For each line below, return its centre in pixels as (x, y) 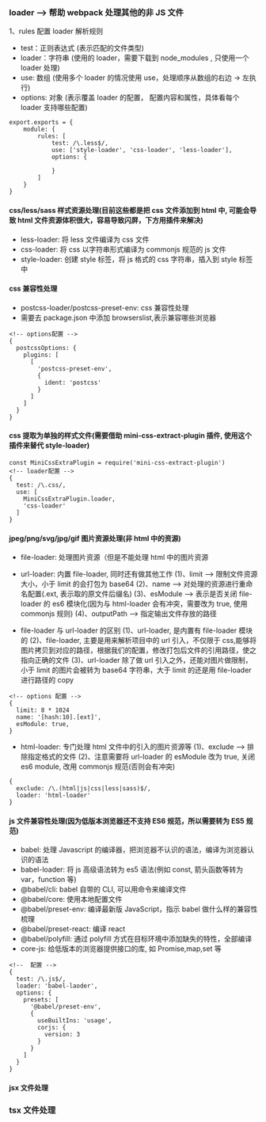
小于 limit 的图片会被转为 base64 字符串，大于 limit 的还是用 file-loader (136, 670)
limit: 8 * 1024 (43, 710)
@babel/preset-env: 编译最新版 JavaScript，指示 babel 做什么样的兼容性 (139, 909)
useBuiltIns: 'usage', (75, 1021)
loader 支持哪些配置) (54, 108)
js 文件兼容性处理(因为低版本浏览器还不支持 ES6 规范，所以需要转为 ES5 (127, 820)
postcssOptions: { (47, 348)
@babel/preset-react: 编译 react (73, 929)
